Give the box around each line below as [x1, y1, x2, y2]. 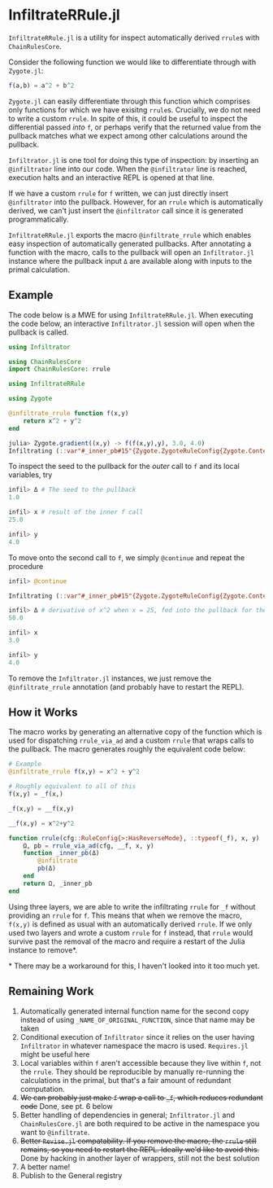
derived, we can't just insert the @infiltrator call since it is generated [8, 205, 244, 215]
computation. [19, 1084, 65, 1094]
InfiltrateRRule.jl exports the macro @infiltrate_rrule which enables [8, 230, 252, 239]
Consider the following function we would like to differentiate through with [8, 57, 257, 67]
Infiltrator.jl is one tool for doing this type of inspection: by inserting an [8, 155, 259, 164]
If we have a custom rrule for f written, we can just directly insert [8, 188, 229, 198]
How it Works [8, 706, 78, 720]
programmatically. [8, 214, 69, 224]
